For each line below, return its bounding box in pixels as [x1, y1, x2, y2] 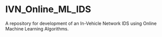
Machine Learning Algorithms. [5, 25, 69, 31]
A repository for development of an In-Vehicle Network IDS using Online [5, 20, 157, 26]
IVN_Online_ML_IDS [5, 4, 91, 15]
